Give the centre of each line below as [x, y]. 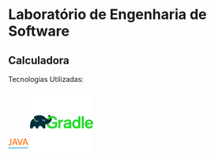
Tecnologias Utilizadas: [46, 79]
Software [39, 31]
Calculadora [39, 60]
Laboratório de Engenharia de [107, 15]
